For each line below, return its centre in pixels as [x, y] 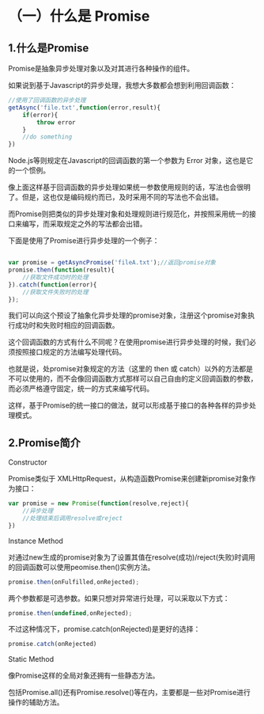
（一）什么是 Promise [79, 16]
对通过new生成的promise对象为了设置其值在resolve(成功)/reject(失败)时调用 [132, 557]
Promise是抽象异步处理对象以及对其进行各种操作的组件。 [101, 68]
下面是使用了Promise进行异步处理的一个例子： [84, 241]
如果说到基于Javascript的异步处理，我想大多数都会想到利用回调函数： [122, 85]
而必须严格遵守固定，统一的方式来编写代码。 [81, 389]
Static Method [31, 659]
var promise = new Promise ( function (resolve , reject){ [99, 503]
